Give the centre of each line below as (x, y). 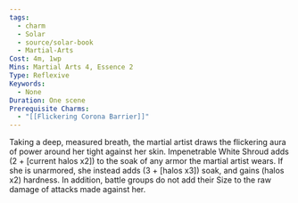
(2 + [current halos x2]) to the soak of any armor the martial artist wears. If (146, 161)
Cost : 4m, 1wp (36, 59)
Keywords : (28, 84)
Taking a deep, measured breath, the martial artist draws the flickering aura (148, 142)
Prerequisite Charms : (50, 109)
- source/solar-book (55, 42)
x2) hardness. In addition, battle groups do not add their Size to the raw (141, 180)
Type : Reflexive (39, 76)
